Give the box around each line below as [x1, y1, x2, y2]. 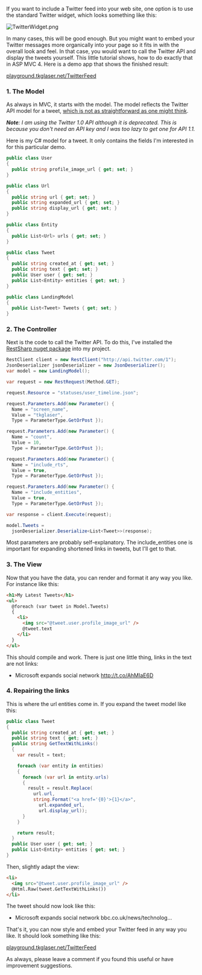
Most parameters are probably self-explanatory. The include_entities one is [6, 539, 193, 546]
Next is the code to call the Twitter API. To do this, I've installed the [6, 339, 173, 346]
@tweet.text [22, 626, 52, 632]
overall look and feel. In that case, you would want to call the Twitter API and [6, 48, 196, 55]
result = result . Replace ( [28, 785, 93, 792]
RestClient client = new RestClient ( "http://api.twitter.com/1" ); [6, 357, 177, 363]
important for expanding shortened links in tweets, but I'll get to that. [6, 545, 177, 552]
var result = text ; [17, 752, 66, 759]
